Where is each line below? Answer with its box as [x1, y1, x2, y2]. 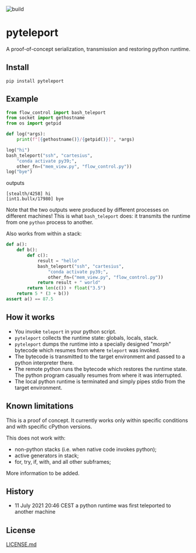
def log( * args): [6, 131, 46, 137]
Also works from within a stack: [6, 230, 82, 237]
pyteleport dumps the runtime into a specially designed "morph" [14, 340, 171, 348]
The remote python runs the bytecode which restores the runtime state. [14, 365, 187, 372]
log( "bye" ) [6, 169, 33, 175]
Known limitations [6, 401, 74, 411]
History [6, 486, 34, 496]
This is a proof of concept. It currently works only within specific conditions [6, 417, 188, 424]
